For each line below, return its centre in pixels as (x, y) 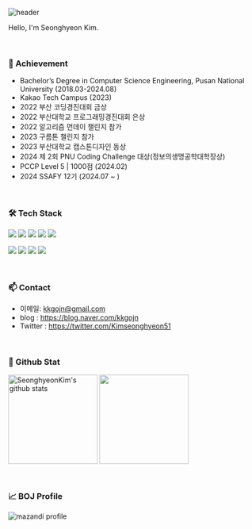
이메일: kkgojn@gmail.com (62, 309)
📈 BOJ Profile (36, 496)
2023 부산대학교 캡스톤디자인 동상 (73, 147)
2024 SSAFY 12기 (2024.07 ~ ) (70, 176)
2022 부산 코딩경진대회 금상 (63, 107)
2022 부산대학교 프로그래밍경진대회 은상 (82, 117)
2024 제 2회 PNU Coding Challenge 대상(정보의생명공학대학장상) (122, 157)
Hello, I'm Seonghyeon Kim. (53, 27)
